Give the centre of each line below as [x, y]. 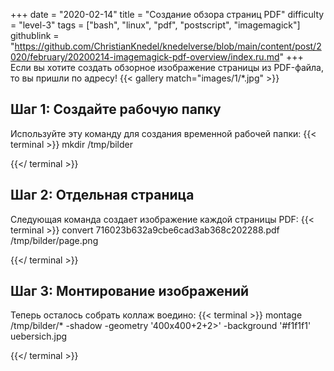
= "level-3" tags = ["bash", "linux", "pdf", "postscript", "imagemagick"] [155, 25]
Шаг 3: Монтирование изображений [130, 291]
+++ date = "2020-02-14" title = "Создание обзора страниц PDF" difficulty [167, 14]
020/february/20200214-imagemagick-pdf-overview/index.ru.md [145, 57]
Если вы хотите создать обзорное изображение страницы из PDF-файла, [167, 67]
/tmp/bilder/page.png [54, 240]
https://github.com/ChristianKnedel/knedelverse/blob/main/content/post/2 [168, 46]
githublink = [35, 35]
